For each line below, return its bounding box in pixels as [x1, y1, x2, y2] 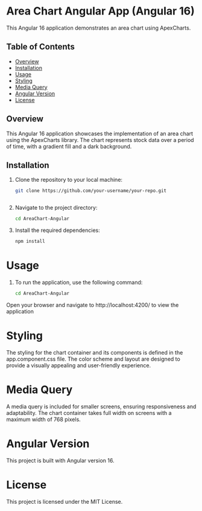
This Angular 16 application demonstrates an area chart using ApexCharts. [6, 24, 191, 31]
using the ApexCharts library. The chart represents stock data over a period [6, 136, 194, 143]
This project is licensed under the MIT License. [6, 498, 123, 505]
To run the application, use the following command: [14, 278, 143, 286]
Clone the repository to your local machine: [14, 176, 122, 184]
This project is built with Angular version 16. [6, 457, 115, 464]
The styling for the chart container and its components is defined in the [6, 349, 183, 356]
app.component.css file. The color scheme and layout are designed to [6, 355, 181, 362]
